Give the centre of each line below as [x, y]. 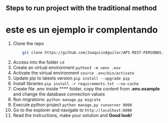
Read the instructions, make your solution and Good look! [72, 115]
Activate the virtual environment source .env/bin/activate [73, 73]
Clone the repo [28, 43]
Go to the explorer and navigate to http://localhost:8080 [72, 110]
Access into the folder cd [39, 62]
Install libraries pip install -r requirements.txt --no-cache [76, 83]
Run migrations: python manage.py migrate [57, 99]
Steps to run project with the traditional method [81, 8]
